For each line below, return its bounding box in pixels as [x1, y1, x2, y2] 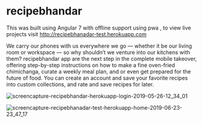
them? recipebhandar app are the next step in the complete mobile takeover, [6, 55, 197, 62]
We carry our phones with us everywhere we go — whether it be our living [6, 42, 192, 49]
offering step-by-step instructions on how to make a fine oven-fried [6, 61, 176, 69]
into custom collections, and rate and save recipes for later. [6, 80, 155, 88]
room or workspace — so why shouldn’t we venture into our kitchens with [6, 48, 191, 55]
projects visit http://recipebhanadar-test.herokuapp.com [6, 30, 147, 37]
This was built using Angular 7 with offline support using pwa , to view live [6, 24, 191, 31]
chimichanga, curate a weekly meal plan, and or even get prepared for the [6, 68, 191, 75]
